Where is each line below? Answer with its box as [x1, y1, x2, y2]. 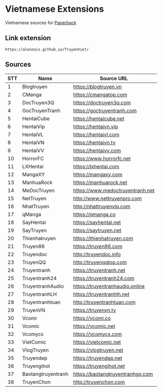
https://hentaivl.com [73, 131, 120, 138]
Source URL [100, 75, 128, 82]
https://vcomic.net [73, 323, 115, 330]
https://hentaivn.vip [73, 123, 118, 130]
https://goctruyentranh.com [73, 107, 137, 114]
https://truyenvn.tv [73, 307, 116, 313]
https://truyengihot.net [73, 363, 125, 369]
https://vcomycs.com [73, 331, 122, 337]
